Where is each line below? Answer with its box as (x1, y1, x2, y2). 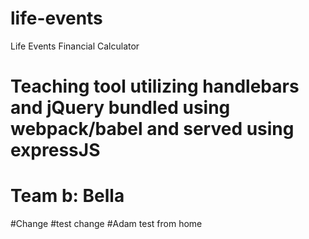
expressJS (10, 139, 101, 162)
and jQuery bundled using (10, 97, 231, 119)
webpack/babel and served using (10, 118, 295, 141)
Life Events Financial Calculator (10, 40, 140, 52)
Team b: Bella (10, 185, 125, 207)
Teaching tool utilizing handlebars (10, 75, 300, 98)
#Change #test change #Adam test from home (10, 218, 203, 230)
